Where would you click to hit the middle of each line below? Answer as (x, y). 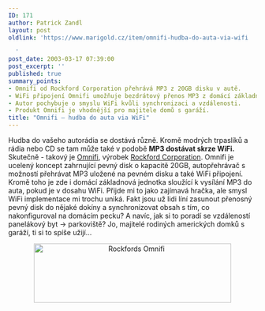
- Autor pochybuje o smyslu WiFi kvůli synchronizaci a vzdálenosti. (125, 103)
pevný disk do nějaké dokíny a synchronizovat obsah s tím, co (109, 207)
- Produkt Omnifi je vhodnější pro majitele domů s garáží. (109, 111)
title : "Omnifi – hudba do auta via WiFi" (79, 118)
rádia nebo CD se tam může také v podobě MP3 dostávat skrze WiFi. (121, 148)
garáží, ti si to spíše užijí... (50, 232)
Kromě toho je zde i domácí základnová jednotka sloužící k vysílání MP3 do (130, 182)
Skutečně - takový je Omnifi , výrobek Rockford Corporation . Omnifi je (121, 157)
